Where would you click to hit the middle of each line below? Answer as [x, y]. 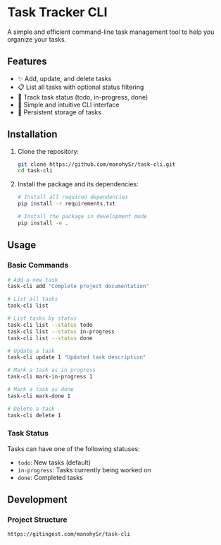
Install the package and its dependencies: [78, 184]
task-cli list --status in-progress [61, 331]
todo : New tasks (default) [54, 462]
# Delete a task [31, 409]
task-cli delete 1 [34, 415]
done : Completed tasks [50, 477]
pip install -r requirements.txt [67, 204]
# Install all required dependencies [73, 197]
